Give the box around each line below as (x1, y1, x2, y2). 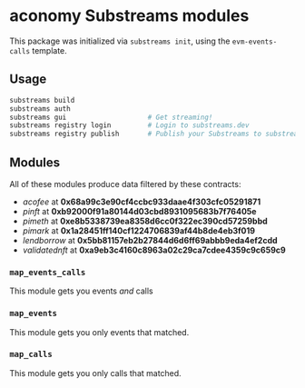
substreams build (9, 95, 75, 104)
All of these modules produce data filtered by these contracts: (9, 178, 241, 189)
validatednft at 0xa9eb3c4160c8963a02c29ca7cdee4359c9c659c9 (22, 244, 286, 255)
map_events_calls (9, 267, 86, 277)
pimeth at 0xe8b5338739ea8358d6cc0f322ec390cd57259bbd (22, 215, 268, 226)
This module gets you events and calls (9, 285, 154, 296)
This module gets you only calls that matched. (9, 367, 182, 378)
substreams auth (9, 104, 71, 114)
